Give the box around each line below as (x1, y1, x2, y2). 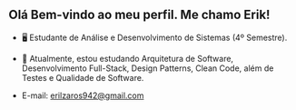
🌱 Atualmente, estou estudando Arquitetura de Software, (21, 53, 233, 64)
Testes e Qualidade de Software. (21, 72, 144, 83)
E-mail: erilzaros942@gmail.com (21, 90, 144, 101)
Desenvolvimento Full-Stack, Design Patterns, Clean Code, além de (21, 63, 274, 74)
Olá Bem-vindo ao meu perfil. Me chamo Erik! (8, 7, 271, 23)
